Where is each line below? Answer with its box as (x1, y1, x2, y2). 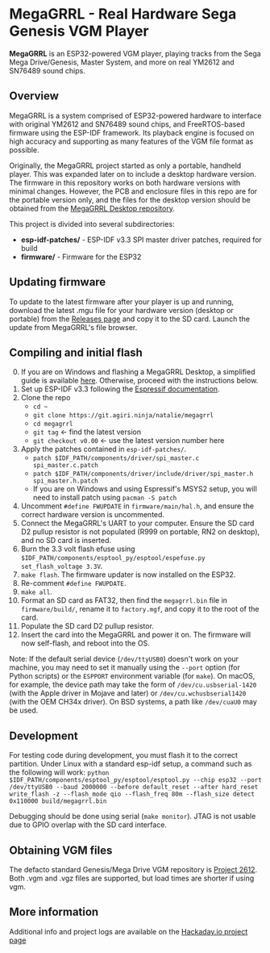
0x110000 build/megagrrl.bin (9, 797, 107, 805)
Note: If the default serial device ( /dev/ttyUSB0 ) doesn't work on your (9, 654, 239, 664)
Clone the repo (20, 393, 71, 403)
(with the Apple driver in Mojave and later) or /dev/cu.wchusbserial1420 (9, 688, 247, 698)
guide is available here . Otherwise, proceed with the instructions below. (20, 376, 259, 386)
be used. (9, 705, 39, 715)
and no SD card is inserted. (20, 536, 112, 545)
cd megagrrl (32, 420, 73, 428)
